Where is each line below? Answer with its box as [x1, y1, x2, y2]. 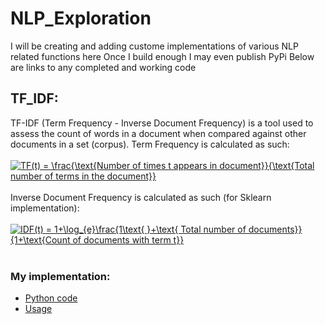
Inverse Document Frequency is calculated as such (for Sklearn [10, 191, 272, 203]
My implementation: [10, 269, 111, 283]
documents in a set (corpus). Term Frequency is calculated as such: [10, 138, 290, 150]
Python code [24, 292, 78, 304]
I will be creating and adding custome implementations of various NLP [10, 40, 299, 52]
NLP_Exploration [10, 7, 152, 30]
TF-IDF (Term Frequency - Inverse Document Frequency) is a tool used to [10, 117, 314, 129]
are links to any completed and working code [10, 61, 197, 73]
